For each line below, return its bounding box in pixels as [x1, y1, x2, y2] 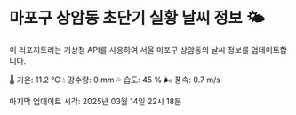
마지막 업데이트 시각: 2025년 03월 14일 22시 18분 [9, 96, 182, 106]
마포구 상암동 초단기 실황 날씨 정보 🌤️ [9, 8, 265, 28]
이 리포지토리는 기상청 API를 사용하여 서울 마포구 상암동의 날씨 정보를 [9, 44, 250, 55]
